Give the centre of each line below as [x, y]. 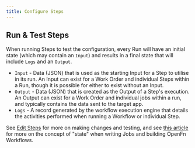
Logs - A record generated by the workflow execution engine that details [101, 110]
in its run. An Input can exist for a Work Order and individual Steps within [102, 79]
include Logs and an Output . [39, 61]
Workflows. [20, 140]
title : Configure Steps [35, 11]
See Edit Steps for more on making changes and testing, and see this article [97, 128]
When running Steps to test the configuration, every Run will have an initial [96, 49]
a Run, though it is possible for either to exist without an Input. [89, 85]
